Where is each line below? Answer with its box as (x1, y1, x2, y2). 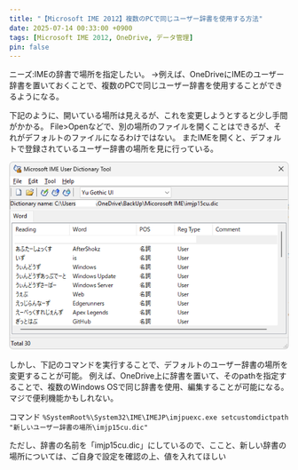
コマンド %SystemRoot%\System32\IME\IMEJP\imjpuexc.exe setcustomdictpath (9, 411, 289, 422)
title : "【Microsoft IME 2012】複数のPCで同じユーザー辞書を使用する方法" (9, 14, 263, 23)
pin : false (9, 43, 50, 52)
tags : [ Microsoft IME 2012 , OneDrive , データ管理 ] (9, 33, 193, 42)
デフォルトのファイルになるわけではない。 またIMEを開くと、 (24, 132, 251, 143)
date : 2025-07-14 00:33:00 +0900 (9, 23, 133, 33)
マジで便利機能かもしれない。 (9, 393, 118, 403)
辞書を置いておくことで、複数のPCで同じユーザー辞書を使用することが (9, 80, 268, 91)
